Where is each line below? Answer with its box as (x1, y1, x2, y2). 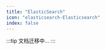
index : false (6, 20, 39, 26)
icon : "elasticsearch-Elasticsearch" (6, 14, 101, 20)
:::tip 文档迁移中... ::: (6, 37, 56, 45)
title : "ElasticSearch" (6, 8, 66, 15)
